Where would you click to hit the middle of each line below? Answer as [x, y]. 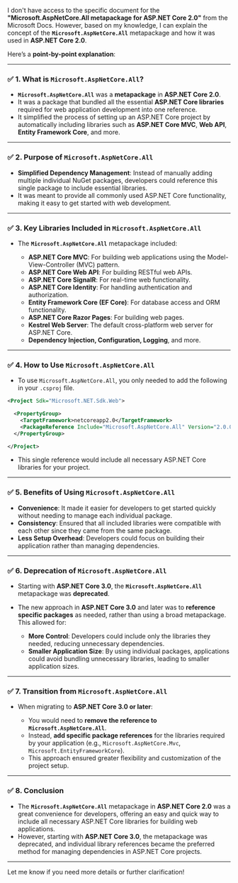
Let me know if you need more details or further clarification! [96, 872]
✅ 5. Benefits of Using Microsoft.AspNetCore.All [91, 492]
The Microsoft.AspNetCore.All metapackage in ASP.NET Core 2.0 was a [124, 806]
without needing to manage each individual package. [95, 515]
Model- [218, 257]
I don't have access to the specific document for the [84, 10]
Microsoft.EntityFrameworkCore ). [76, 750]
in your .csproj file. [46, 388]
